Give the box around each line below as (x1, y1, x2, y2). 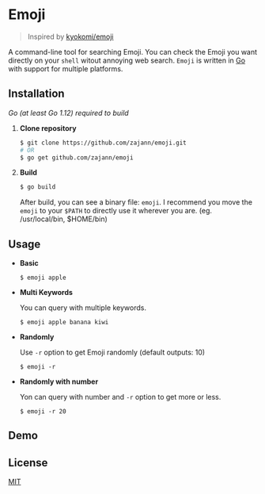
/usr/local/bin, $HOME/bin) (19, 214, 108, 224)
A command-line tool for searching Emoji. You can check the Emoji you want (8, 47, 258, 56)
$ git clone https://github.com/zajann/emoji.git (19, 139, 187, 147)
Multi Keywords (19, 288, 74, 297)
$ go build (19, 183, 56, 191)
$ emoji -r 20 (19, 408, 66, 415)
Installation (8, 87, 65, 101)
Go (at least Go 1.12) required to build (8, 108, 129, 117)
